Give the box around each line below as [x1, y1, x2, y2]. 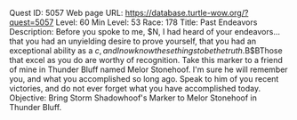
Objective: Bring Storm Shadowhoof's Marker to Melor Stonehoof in [9, 92, 258, 103]
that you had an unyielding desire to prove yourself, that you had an [9, 36, 256, 46]
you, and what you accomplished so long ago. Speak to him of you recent [9, 74, 279, 84]
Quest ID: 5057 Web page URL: [9, 8, 124, 18]
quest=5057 [9, 17, 54, 28]
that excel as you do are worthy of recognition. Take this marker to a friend [9, 55, 283, 65]
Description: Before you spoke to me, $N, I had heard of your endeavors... [9, 27, 280, 36]
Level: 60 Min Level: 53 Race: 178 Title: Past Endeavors [55, 17, 258, 28]
